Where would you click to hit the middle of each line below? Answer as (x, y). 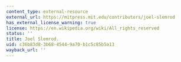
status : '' (19, 34)
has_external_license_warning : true (51, 22)
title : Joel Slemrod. (33, 39)
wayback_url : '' (26, 50)
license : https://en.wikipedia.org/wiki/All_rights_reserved (83, 28)
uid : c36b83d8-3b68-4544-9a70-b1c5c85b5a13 (60, 45)
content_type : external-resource (47, 12)
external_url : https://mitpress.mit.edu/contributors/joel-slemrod (91, 17)
